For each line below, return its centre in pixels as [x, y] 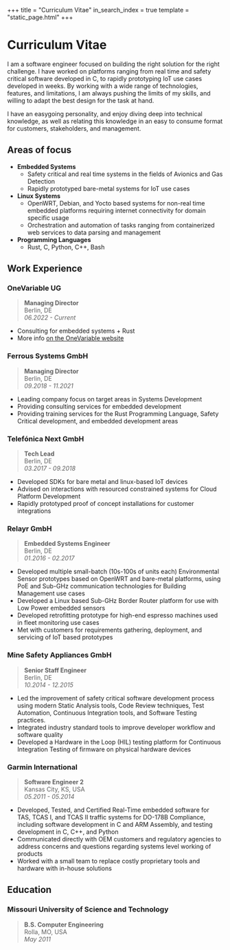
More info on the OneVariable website [70, 338]
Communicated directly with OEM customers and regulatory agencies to [119, 839]
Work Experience [45, 268]
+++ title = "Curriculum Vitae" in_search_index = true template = [98, 10]
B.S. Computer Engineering [64, 925]
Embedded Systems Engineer [67, 544]
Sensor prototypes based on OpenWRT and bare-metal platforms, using [119, 579]
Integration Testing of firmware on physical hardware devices [104, 749]
